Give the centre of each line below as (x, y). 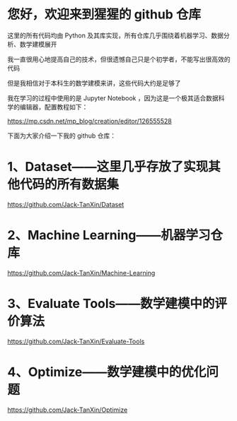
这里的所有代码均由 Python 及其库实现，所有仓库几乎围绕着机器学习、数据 (116, 35)
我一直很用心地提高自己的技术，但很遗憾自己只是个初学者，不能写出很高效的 (119, 59)
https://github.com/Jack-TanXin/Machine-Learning (81, 273)
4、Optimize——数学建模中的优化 (107, 372)
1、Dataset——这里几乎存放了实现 (108, 167)
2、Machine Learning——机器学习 (109, 236)
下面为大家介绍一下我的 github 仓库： (62, 136)
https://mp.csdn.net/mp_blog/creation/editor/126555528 (89, 121)
